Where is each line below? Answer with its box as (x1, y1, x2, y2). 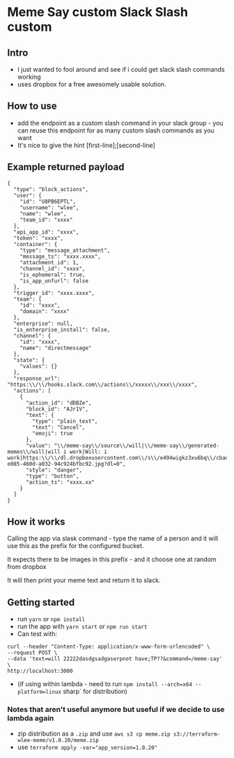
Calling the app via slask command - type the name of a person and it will (7, 534, 218, 543)
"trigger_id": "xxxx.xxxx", (13, 289, 95, 296)
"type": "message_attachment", (19, 247, 111, 254)
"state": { (13, 356, 45, 363)
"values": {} (19, 363, 58, 370)
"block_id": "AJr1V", (25, 405, 89, 412)
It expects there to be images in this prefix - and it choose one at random (7, 555, 217, 563)
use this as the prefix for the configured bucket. (7, 542, 144, 550)
